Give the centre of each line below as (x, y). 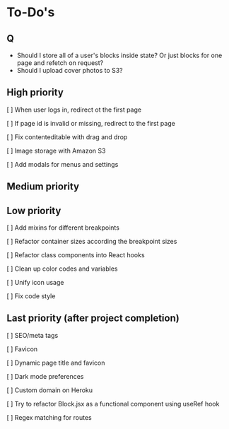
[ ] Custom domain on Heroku (50, 390)
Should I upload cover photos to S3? (70, 70)
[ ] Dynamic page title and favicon (56, 363)
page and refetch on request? (60, 63)
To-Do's (31, 12)
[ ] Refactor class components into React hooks (76, 255)
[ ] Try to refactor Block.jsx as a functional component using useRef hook (113, 404)
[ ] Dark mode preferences (45, 376)
